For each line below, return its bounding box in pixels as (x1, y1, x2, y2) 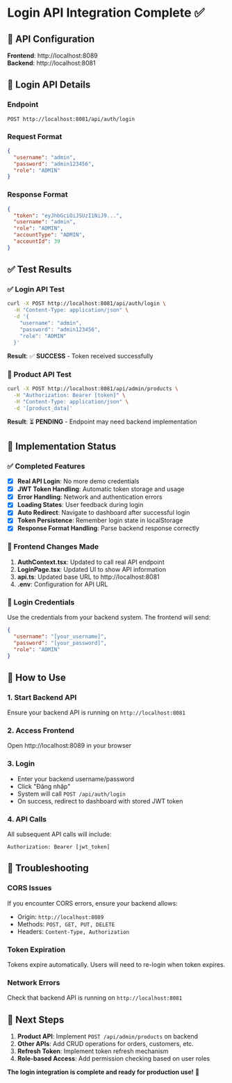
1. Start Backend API (7, 692, 77, 702)
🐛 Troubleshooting (7, 863, 89, 874)
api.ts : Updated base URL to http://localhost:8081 (17, 572, 160, 581)
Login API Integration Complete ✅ (7, 5, 205, 21)
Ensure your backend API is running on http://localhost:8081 (7, 708, 186, 717)
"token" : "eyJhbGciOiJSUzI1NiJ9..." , (13, 212, 123, 219)
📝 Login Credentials (7, 597, 75, 607)
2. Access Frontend (7, 725, 75, 735)
